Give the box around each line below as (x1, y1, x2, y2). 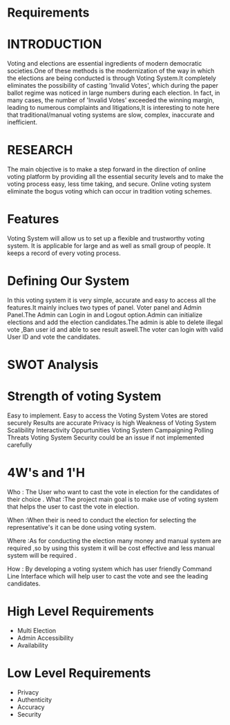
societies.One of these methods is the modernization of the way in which (7, 67, 215, 75)
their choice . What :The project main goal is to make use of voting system (7, 496, 219, 503)
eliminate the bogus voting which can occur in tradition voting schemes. (7, 187, 212, 196)
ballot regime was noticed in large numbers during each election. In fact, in (7, 88, 220, 97)
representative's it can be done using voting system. (7, 523, 157, 531)
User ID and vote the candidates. (7, 332, 101, 341)
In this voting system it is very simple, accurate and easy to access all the (7, 296, 216, 304)
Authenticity (17, 695, 52, 704)
